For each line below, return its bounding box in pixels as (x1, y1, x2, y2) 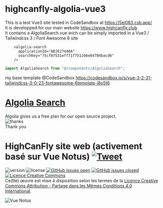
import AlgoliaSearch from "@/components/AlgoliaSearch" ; (5, 66, 125, 71)
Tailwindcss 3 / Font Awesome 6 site (5, 35, 78, 41)
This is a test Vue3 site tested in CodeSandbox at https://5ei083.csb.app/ (5, 20, 152, 25)
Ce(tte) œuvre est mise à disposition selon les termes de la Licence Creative (5, 177, 158, 184)
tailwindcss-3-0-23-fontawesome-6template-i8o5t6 (5, 80, 110, 86)
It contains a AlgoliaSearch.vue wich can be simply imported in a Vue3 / (5, 30, 149, 36)
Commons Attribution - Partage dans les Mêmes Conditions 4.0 (5, 183, 132, 188)
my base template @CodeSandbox (5, 75, 75, 81)
